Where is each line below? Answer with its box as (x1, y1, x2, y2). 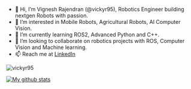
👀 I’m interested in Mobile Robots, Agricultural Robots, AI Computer (14, 19, 181, 25)
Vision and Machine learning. (14, 44, 87, 51)
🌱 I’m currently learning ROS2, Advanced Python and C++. (14, 31, 160, 38)
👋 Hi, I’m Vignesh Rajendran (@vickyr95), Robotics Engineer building (14, 6, 184, 13)
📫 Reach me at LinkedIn (14, 51, 76, 57)
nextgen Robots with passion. (14, 12, 89, 19)
